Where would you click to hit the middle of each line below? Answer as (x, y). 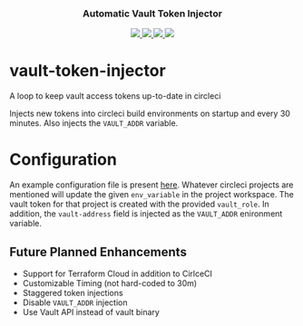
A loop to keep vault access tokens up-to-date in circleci (115, 96)
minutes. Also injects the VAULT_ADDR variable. (94, 123)
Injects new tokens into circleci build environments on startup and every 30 (150, 114)
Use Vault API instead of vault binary (91, 312)
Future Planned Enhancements (98, 252)
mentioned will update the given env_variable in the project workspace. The (152, 195)
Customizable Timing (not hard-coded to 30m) (110, 283)
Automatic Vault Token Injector (152, 14)
